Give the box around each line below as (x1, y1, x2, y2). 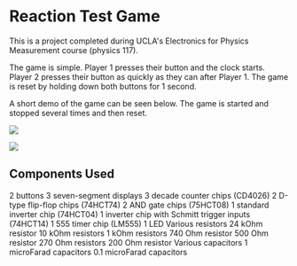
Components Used (9, 167, 115, 182)
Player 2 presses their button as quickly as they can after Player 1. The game (9, 71, 289, 82)
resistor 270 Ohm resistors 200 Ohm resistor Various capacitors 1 (9, 237, 248, 247)
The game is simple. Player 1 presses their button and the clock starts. (9, 62, 266, 73)
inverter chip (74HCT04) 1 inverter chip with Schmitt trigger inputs (9, 208, 251, 219)
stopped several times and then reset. (9, 107, 148, 118)
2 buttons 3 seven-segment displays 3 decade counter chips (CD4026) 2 (9, 190, 277, 200)
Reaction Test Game (9, 6, 161, 27)
